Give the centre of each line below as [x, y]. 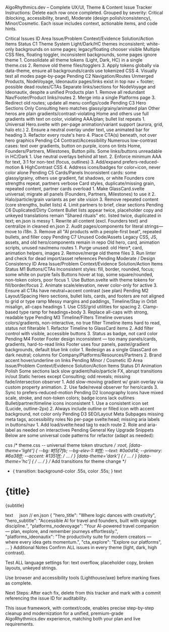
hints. [11, 29]
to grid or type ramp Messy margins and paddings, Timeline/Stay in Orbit [81, 301]
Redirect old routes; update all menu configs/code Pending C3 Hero [76, 103]
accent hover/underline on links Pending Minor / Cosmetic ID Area [74, 360]
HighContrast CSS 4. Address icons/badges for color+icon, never [93, 167]
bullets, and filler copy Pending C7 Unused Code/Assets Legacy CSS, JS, [81, 237]
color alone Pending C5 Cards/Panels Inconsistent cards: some [71, 173]
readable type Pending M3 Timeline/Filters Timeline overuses [69, 317]
